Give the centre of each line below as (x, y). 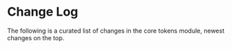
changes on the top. (36, 37)
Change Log (43, 12)
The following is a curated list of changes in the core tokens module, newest (116, 31)
